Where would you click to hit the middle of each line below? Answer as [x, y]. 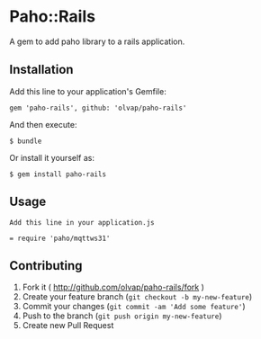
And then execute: [43, 124]
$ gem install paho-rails [58, 174]
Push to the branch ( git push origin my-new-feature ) [122, 316]
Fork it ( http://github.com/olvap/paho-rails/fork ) [113, 287]
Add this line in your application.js [82, 222]
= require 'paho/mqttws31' [60, 238]
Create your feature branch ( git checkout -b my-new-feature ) [137, 297]
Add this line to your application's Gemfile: [88, 91]
